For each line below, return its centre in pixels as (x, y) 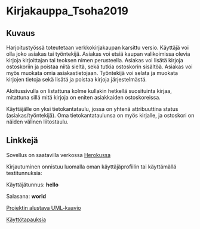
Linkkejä (22, 141)
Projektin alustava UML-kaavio (44, 207)
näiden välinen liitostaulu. (37, 122)
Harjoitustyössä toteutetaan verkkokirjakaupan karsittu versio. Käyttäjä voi (98, 47)
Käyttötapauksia (26, 219)
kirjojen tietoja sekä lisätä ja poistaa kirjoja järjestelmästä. (77, 79)
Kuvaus (21, 33)
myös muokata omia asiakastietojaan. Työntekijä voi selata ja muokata (92, 73)
